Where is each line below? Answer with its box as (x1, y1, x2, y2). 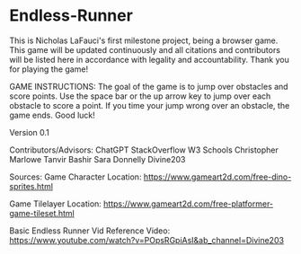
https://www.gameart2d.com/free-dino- (143, 171, 292, 182)
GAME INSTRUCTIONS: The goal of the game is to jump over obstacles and (9, 81, 289, 92)
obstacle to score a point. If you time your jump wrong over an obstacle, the (9, 100, 290, 110)
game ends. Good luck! (9, 109, 96, 120)
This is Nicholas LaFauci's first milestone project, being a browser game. (9, 35, 279, 46)
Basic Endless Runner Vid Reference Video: (9, 225, 171, 236)
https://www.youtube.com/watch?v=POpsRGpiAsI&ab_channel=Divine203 (9, 234, 285, 245)
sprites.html (9, 180, 54, 191)
